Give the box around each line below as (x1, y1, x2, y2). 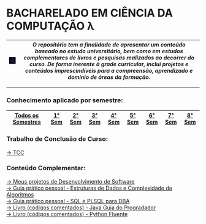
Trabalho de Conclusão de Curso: (6, 135, 109, 143)
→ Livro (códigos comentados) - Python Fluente (6, 210, 128, 217)
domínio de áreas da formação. (67, 73, 151, 81)
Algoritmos (6, 190, 34, 198)
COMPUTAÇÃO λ (6, 19, 95, 33)
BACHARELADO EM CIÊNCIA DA (6, 6, 174, 20)
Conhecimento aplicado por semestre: (6, 95, 124, 104)
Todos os (14, 111, 39, 119)
